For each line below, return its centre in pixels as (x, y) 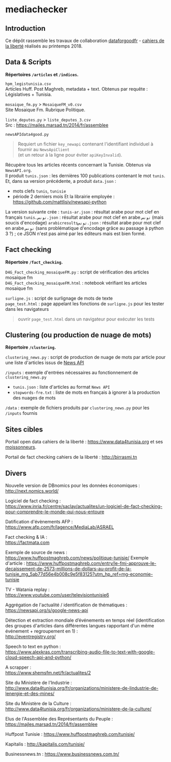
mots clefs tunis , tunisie (39, 191)
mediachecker (36, 9)
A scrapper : (18, 667)
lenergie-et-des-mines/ (30, 694)
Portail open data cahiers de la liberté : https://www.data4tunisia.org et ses (84, 442)
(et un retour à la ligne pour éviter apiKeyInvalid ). (70, 155)
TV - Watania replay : (28, 589)
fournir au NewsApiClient (44, 149)
